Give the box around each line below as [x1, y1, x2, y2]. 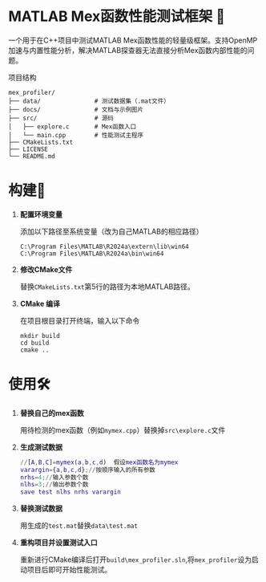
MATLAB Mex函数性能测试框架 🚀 [8, 7, 226, 26]
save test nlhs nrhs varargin [19, 488, 122, 496]
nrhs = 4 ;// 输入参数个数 [19, 473, 89, 482]
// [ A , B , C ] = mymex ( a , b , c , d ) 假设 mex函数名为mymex [19, 458, 179, 466]
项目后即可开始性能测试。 [26, 565, 112, 575]
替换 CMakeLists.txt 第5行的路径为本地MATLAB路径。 [19, 282, 195, 291]
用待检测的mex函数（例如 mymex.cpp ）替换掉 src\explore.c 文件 [19, 425, 226, 434]
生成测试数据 [19, 442, 62, 452]
